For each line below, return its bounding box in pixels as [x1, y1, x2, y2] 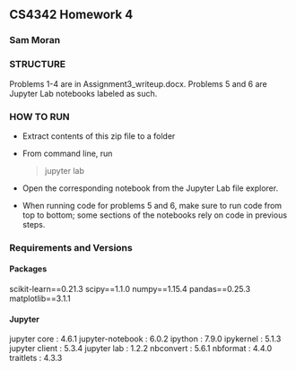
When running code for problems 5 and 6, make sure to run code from [22, 200, 283, 211]
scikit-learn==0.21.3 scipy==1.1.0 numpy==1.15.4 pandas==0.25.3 [9, 284, 251, 295]
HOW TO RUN [9, 110, 70, 123]
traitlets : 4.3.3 [9, 353, 63, 364]
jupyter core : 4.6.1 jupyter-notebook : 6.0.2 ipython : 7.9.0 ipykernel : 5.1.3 [9, 333, 282, 344]
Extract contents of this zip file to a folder [22, 130, 176, 142]
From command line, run [22, 148, 113, 159]
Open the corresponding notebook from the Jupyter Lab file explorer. [22, 183, 279, 194]
